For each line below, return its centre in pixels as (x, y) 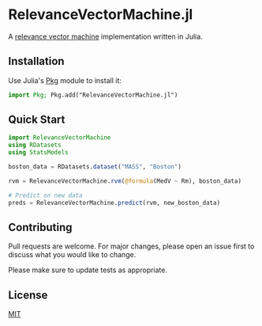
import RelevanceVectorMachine (60, 138)
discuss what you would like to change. (72, 255)
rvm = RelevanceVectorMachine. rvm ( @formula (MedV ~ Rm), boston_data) (125, 181)
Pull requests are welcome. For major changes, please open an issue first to (131, 246)
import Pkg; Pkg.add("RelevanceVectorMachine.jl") (93, 95)
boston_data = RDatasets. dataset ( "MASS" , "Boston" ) (95, 167)
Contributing (40, 227)
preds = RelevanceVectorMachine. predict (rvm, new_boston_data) (114, 203)
